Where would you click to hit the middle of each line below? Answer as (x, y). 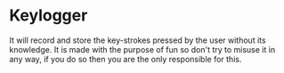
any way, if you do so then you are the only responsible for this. (126, 59)
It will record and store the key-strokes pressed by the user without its (138, 40)
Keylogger (49, 16)
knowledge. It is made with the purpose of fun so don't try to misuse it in (142, 49)
